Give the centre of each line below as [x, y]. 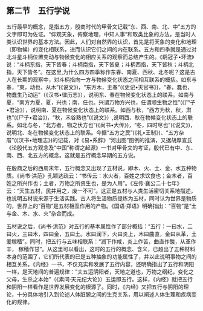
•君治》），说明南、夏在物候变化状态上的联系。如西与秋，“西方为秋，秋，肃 [99, 110]
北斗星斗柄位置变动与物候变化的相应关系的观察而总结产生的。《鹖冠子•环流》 [100, 57]
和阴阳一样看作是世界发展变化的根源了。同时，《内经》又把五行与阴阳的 [95, 287]
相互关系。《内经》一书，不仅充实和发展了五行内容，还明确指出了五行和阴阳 [100, 264]
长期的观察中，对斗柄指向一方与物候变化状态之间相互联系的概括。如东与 [107, 79]
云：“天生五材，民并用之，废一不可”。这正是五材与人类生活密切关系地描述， [101, 191]
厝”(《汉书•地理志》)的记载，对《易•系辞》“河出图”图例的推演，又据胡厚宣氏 [99, 140]
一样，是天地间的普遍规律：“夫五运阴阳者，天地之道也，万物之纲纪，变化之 [100, 272]
